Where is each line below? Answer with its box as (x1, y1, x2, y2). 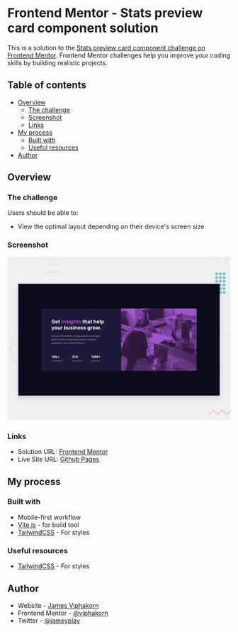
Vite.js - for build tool (17, 520, 79, 529)
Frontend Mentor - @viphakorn (17, 609, 108, 617)
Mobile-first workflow (17, 513, 81, 521)
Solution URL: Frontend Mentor (17, 448, 108, 456)
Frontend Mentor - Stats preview (7, 5, 203, 21)
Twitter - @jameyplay (17, 616, 80, 625)
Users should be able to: (7, 209, 79, 217)
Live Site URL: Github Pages (17, 455, 100, 464)
